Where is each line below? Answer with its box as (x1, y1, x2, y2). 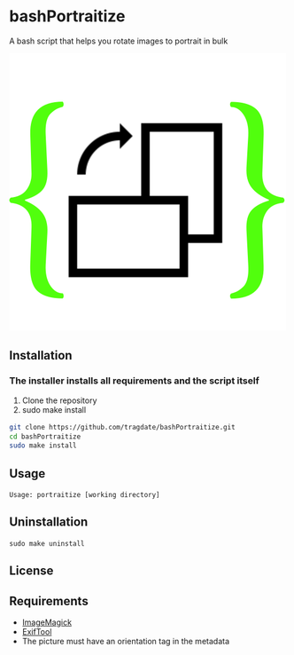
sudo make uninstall (9, 539, 86, 548)
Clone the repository (21, 395, 97, 406)
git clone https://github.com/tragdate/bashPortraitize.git (9, 422, 236, 431)
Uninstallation (9, 515, 89, 530)
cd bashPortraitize (9, 432, 81, 441)
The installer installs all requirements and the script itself (9, 375, 259, 387)
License (9, 564, 54, 579)
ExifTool (21, 627, 52, 637)
